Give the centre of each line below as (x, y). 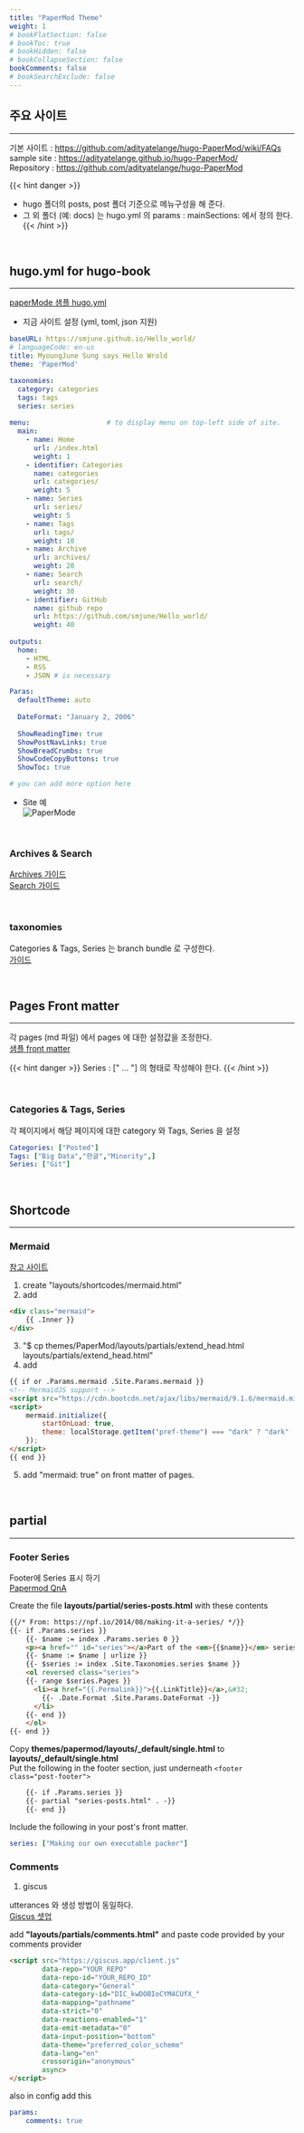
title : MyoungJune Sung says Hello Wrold (89, 356)
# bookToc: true (40, 43)
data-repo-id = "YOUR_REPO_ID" (97, 1977)
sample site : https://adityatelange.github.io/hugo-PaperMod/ (123, 158)
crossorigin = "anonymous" (89, 2061)
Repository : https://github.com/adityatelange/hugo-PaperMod (126, 168)
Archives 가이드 (38, 874)
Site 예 (34, 802)
